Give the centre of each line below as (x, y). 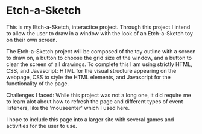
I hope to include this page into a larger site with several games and (90, 119)
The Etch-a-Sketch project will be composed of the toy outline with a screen (101, 51)
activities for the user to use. (42, 126)
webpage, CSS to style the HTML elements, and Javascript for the (88, 77)
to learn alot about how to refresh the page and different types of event (95, 101)
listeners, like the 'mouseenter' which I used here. (68, 108)
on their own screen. (32, 40)
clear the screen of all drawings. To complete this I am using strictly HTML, (99, 64)
